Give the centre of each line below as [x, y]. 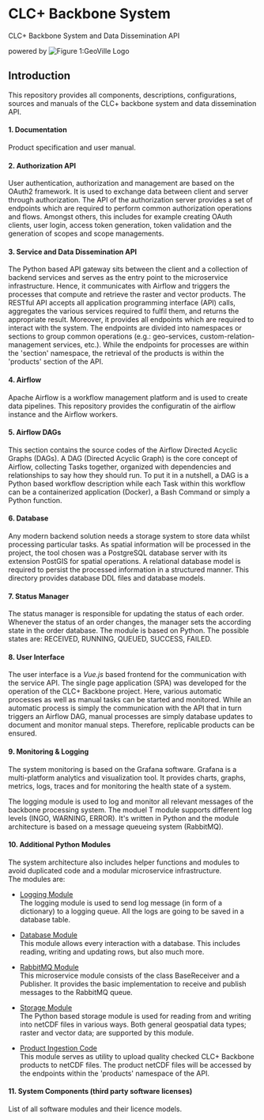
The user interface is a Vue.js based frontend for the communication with [127, 675]
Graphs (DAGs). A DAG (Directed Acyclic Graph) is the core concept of [123, 458]
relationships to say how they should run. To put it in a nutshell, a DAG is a [128, 475]
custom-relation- [227, 336]
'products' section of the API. [56, 361]
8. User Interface [36, 656]
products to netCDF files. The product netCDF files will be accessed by [135, 1065]
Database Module [48, 935]
